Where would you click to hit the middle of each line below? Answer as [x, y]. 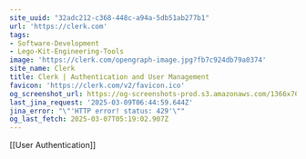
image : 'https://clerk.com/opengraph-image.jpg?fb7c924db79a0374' [138, 60]
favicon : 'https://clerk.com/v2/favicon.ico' [97, 85]
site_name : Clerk [42, 69]
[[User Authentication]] [53, 145]
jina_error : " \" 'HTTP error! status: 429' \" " [97, 111]
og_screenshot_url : [46, 94]
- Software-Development [55, 43]
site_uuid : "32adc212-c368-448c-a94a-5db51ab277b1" [109, 18]
